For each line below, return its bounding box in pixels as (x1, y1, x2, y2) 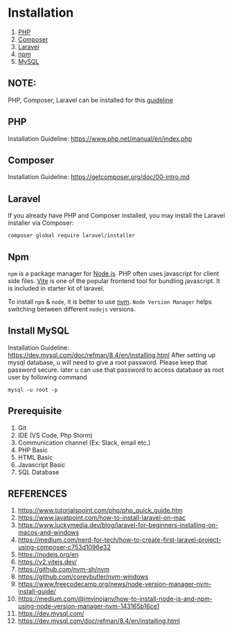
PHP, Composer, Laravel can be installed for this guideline (8, 96, 174, 104)
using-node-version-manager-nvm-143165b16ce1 (17, 602, 160, 610)
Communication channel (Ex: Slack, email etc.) (17, 438, 151, 447)
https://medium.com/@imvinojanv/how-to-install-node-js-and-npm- (17, 595, 213, 603)
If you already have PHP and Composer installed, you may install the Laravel (8, 212, 226, 220)
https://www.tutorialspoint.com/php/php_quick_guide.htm (17, 506, 183, 515)
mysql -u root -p (8, 386, 58, 393)
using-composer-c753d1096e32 (17, 543, 111, 552)
